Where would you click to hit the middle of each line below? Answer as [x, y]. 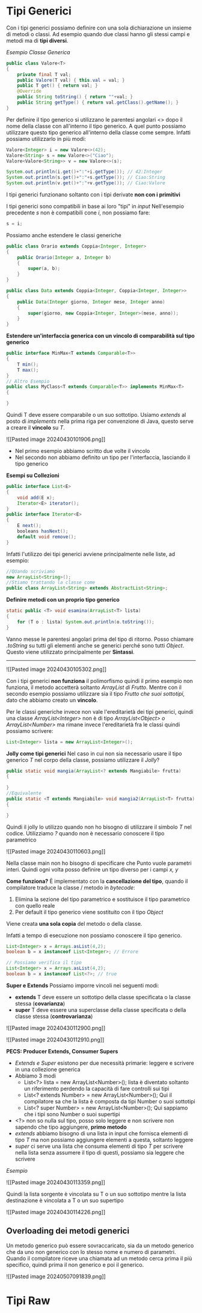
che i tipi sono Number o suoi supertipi [72, 1114]
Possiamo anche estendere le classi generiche [64, 235]
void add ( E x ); [36, 497]
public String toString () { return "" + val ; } [75, 97]
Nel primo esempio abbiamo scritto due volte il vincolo [82, 451]
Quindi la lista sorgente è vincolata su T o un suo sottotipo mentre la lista [96, 1194]
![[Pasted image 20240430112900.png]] [56, 1028]
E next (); [29, 526]
